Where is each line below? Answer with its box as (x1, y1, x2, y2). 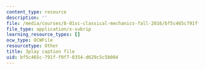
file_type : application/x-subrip (6, 26, 92, 32)
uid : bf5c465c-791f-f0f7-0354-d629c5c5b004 (6, 54, 119, 60)
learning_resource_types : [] (6, 32, 81, 38)
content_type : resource (6, 9, 67, 15)
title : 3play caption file (6, 49, 75, 55)
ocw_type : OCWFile (6, 37, 53, 43)
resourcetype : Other (6, 43, 59, 49)
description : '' (6, 15, 48, 21)
